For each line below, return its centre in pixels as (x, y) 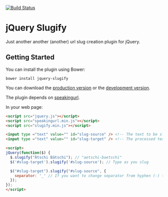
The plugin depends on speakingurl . (43, 97)
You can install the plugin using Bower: (45, 69)
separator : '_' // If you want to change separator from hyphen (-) (87, 176)
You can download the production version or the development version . (78, 88)
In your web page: (24, 107)
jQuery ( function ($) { (28, 153)
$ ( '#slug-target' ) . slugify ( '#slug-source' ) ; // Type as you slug (80, 162)
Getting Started (30, 57)
